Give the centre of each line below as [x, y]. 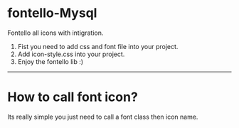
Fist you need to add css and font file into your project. [98, 46]
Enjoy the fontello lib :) [51, 61]
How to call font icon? [73, 97]
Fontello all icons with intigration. [55, 33]
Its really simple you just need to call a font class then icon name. [103, 117]
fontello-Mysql [52, 13]
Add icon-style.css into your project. [71, 54]
